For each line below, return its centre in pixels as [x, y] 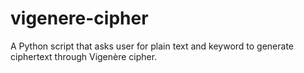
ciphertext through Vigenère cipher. [84, 56]
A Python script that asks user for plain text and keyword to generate [152, 46]
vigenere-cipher [79, 18]
